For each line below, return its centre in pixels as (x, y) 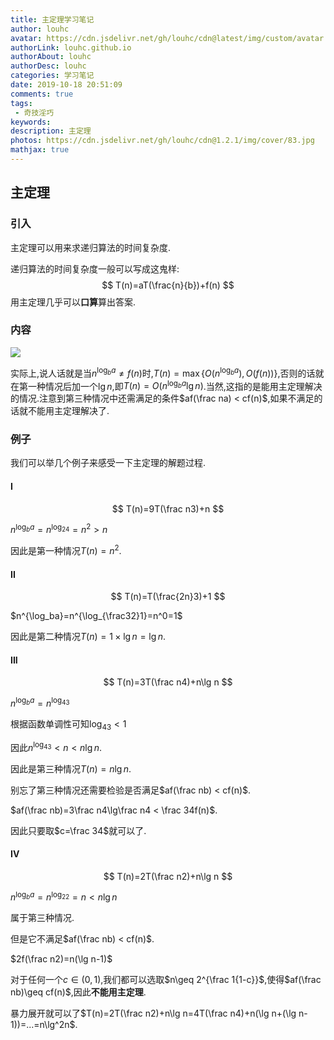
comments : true (42, 94)
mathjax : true (40, 150)
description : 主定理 (51, 131)
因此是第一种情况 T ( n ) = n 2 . (66, 549)
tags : (21, 103)
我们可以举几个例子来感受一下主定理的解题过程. (108, 463)
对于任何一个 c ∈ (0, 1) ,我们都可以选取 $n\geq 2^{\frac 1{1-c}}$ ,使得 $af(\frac (166, 980)
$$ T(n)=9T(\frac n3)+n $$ (168, 508)
